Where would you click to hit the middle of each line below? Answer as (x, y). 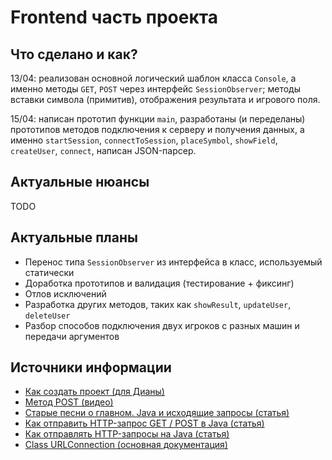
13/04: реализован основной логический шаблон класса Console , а (153, 78)
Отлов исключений (65, 293)
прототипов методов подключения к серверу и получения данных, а (157, 129)
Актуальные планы (74, 237)
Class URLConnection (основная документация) (126, 445)
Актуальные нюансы (80, 182)
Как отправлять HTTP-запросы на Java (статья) (127, 434)
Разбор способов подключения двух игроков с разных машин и (162, 325)
